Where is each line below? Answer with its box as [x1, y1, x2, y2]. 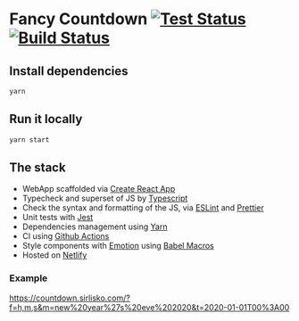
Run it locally [9, 111, 83, 127]
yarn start [9, 135, 50, 144]
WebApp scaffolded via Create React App [21, 184, 176, 194]
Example [9, 272, 48, 284]
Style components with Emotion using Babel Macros [21, 241, 214, 251]
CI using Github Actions [21, 231, 110, 242]
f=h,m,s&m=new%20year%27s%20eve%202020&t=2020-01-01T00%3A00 [9, 301, 290, 312]
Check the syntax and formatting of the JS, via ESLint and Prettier [21, 202, 265, 213]
